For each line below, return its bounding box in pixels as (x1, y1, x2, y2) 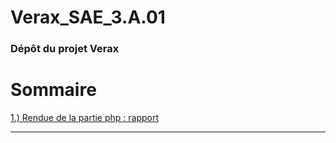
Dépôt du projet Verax (10, 42, 120, 56)
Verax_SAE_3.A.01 (10, 6, 166, 29)
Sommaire (10, 79, 97, 101)
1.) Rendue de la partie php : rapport (10, 112, 160, 124)
